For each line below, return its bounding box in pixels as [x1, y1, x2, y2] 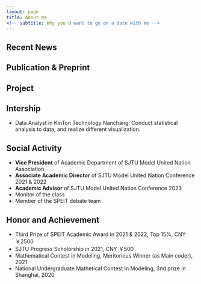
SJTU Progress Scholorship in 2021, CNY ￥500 [14, 245, 134, 252]
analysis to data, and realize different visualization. [14, 125, 141, 133]
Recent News [6, 42, 57, 52]
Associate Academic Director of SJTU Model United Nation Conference [14, 172, 195, 179]
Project [6, 83, 34, 93]
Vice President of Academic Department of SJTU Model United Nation [14, 159, 191, 166]
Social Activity [6, 143, 62, 153]
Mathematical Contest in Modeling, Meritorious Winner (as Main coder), [14, 252, 193, 259]
